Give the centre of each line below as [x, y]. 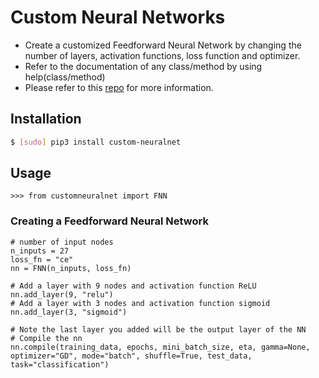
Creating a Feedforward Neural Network [109, 221]
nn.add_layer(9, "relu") [62, 294]
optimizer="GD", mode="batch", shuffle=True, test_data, [131, 356]
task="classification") [60, 364]
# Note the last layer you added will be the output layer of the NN [158, 329]
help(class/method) [65, 77]
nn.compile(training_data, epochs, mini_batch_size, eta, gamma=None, [160, 347]
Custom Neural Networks [118, 17]
